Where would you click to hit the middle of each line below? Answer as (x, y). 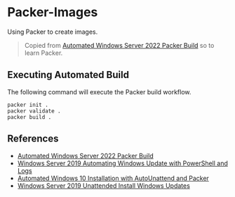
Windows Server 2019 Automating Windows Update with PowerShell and (122, 163)
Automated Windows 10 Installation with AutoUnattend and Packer (113, 178)
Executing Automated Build (68, 75)
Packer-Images (53, 12)
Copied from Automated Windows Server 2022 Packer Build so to (119, 45)
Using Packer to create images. (53, 32)
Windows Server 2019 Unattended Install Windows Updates (104, 185)
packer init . (28, 105)
